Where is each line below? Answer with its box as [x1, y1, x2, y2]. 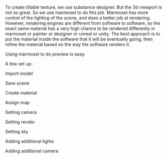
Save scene [5, 80, 30, 86]
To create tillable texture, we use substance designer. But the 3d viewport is [5, 4, 162, 10]
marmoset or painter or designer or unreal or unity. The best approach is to [5, 31, 160, 36]
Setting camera [5, 109, 37, 115]
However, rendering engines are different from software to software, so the [5, 20, 160, 26]
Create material [5, 90, 37, 95]
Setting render [5, 119, 35, 124]
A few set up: [5, 61, 33, 66]
